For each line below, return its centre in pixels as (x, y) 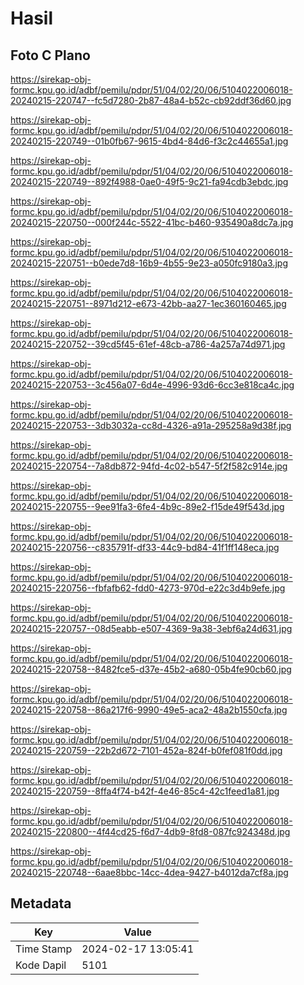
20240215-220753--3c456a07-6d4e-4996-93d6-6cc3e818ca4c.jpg (152, 385)
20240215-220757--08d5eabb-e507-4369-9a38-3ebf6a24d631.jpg (151, 628)
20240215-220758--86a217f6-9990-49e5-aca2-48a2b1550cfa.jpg (149, 710)
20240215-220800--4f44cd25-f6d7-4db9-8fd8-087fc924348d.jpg (150, 831)
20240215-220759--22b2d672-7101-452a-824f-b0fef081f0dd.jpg (146, 750)
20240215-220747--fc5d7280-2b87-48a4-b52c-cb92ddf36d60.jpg (151, 100)
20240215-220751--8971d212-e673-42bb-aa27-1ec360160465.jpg (148, 303)
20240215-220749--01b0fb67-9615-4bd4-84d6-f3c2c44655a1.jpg (149, 141)
